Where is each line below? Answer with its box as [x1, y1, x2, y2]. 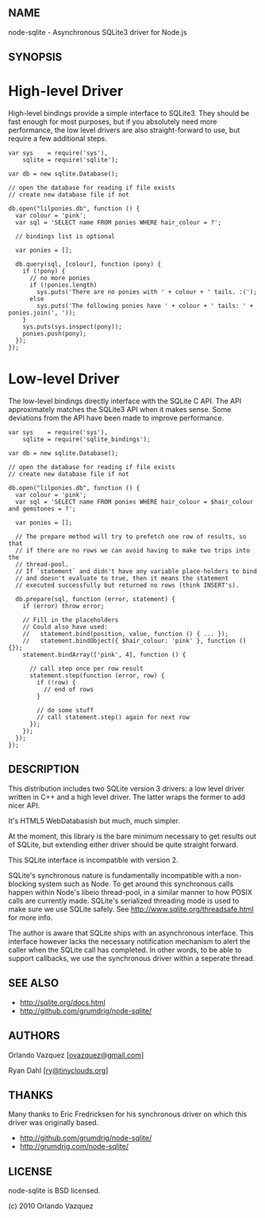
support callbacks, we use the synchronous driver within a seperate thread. [8, 953, 255, 963]
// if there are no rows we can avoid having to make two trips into [15, 547, 250, 555]
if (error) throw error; [22, 603, 105, 611]
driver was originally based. [8, 1118, 99, 1127]
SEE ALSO [8, 977, 60, 990]
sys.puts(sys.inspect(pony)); [22, 323, 123, 331]
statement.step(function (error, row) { [29, 672, 165, 680]
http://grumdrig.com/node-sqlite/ [19, 1142, 129, 1151]
